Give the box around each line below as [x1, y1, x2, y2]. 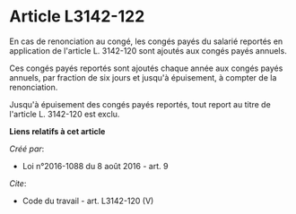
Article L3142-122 [9, 6, 145, 27]
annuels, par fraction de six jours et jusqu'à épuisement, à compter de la [9, 72, 277, 82]
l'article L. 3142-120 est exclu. [9, 108, 120, 119]
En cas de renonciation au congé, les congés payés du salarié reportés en [9, 36, 283, 47]
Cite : [9, 177, 27, 189]
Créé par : [9, 143, 45, 154]
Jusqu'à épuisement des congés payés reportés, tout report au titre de [9, 98, 271, 109]
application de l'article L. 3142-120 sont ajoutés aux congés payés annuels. [9, 45, 287, 56]
